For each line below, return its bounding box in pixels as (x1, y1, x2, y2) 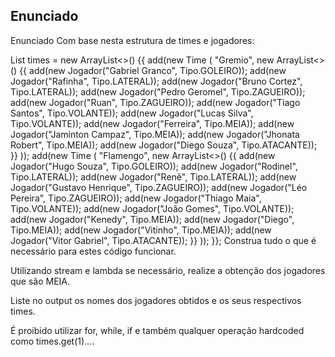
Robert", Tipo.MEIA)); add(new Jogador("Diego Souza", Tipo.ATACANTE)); (10, 139, 318, 151)
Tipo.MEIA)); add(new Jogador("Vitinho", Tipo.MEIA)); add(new (10, 224, 272, 236)
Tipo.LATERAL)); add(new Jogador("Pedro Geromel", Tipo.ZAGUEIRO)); (10, 85, 306, 98)
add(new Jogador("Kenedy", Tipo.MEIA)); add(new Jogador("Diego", (10, 213, 295, 225)
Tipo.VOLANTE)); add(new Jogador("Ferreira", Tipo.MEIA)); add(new (10, 117, 295, 129)
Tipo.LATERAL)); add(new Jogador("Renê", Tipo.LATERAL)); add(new (10, 170, 297, 183)
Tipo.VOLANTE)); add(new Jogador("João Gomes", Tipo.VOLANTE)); (10, 202, 295, 214)
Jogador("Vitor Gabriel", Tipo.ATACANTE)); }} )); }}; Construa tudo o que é (10, 234, 317, 246)
